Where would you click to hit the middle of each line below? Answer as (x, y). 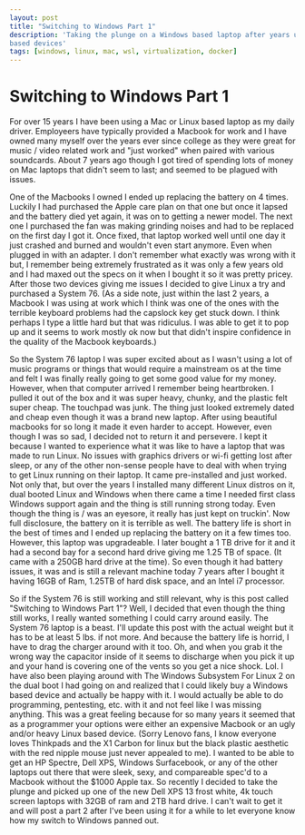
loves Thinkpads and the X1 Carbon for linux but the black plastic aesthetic (149, 743)
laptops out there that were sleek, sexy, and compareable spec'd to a (138, 772)
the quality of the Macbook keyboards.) (83, 342)
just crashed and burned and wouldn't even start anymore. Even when (141, 245)
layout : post (34, 18)
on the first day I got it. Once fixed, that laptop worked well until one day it (148, 236)
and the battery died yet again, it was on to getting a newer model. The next (151, 216)
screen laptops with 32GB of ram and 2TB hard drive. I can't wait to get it (146, 801)
